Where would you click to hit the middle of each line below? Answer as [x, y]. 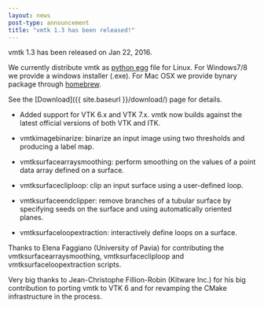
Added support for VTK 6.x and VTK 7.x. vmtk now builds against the [130, 115]
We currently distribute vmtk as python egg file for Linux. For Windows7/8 [128, 68]
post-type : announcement [49, 23]
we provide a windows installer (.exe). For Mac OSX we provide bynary [123, 76]
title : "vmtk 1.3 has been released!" [71, 30]
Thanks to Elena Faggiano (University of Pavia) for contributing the [116, 248]
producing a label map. [57, 147]
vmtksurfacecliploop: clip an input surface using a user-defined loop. [131, 186]
